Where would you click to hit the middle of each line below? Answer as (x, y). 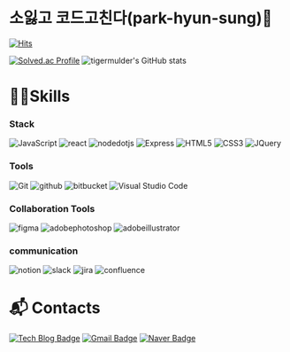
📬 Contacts (55, 308)
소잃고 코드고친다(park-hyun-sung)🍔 (141, 18)
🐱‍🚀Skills (40, 96)
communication (44, 251)
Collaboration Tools (52, 208)
